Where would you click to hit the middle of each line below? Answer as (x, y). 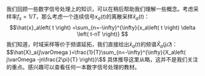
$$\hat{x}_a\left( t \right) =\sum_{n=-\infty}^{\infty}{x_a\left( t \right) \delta (103, 27)
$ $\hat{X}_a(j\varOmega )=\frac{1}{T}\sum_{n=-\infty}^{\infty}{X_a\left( (96, 52)
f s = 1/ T (27, 17)
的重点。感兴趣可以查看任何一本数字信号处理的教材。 (73, 67)
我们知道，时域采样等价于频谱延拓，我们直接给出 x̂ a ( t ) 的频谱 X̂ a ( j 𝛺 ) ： (92, 45)
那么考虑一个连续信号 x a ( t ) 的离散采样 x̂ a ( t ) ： (95, 17)
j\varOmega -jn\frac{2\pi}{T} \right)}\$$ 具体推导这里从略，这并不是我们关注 (102, 59)
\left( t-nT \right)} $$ (103, 34)
